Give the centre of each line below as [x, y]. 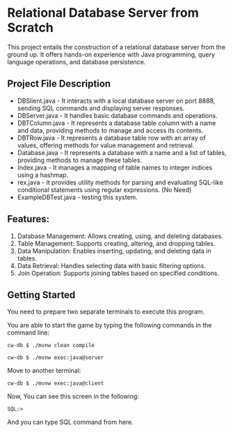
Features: [29, 219]
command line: [29, 332]
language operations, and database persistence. [77, 61]
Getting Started [41, 295]
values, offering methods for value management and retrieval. [106, 145]
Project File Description [59, 84]
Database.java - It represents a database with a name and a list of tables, [122, 152]
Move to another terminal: [44, 371]
